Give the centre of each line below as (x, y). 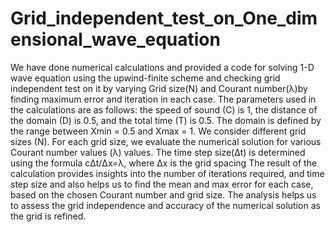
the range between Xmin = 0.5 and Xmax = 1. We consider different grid (158, 131)
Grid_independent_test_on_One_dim (164, 18)
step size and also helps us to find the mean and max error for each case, (162, 184)
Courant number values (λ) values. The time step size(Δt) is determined (158, 152)
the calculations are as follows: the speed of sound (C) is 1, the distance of (164, 109)
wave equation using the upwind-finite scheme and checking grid (145, 78)
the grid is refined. (48, 216)
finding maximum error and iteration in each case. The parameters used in (163, 99)
